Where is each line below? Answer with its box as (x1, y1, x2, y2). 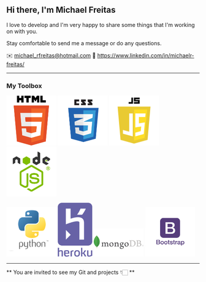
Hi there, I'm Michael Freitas (6, 5, 116, 15)
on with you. (6, 28, 38, 35)
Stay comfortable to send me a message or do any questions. (6, 39, 162, 46)
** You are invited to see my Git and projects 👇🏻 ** (6, 269, 135, 276)
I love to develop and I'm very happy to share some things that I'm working (6, 21, 195, 28)
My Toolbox (6, 81, 42, 90)
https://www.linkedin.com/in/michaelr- (97, 51, 194, 59)
